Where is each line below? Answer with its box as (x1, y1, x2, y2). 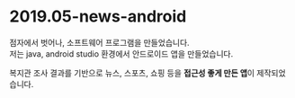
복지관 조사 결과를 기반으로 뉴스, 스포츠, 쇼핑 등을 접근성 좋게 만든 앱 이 (9, 67, 255, 78)
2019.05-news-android (9, 6, 187, 27)
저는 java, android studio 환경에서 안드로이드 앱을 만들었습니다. (9, 48, 234, 59)
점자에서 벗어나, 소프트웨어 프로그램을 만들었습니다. (9, 37, 191, 48)
